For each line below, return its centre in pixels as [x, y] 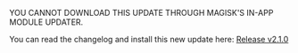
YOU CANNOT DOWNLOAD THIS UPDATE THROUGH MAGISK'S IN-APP [141, 13]
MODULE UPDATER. [46, 22]
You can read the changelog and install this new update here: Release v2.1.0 [149, 39]
